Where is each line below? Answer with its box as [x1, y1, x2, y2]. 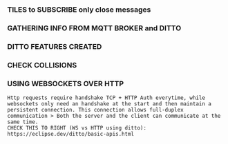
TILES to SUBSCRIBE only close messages [7, 5, 151, 14]
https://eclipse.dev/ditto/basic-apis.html [7, 130, 135, 137]
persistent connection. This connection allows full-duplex [7, 106, 184, 113]
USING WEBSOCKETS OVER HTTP [7, 79, 124, 88]
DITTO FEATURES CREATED [7, 41, 102, 51]
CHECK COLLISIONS [7, 60, 77, 70]
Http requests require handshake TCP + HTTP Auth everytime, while [7, 94, 206, 101]
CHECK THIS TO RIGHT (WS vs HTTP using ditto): [7, 124, 147, 132]
